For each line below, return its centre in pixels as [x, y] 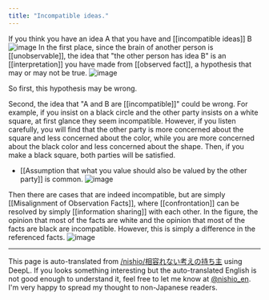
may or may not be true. [48, 72]
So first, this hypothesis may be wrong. [73, 88]
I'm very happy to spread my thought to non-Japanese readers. [113, 287]
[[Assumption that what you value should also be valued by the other [133, 170]
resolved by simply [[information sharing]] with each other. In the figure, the [133, 211]
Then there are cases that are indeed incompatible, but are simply [117, 194]
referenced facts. [37, 237]
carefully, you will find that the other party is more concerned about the [126, 129]
